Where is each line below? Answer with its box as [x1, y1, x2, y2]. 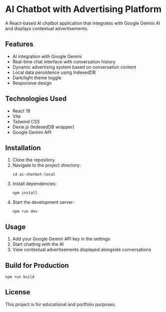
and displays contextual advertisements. [5, 25, 88, 31]
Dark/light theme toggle [12, 74, 61, 81]
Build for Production [5, 261, 69, 269]
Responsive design [12, 80, 52, 86]
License [5, 288, 30, 296]
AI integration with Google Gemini [12, 53, 82, 59]
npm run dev [12, 209, 37, 214]
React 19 [12, 108, 30, 114]
